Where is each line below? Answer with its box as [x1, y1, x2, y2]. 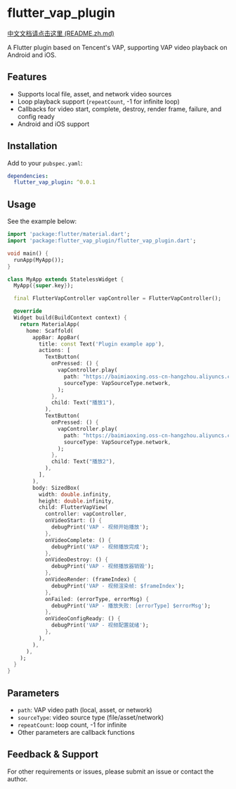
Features [7, 71, 47, 83]
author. [7, 774, 28, 783]
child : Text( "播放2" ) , [51, 458, 116, 465]
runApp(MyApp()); [13, 256, 65, 263]
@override [13, 308, 42, 315]
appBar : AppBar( [32, 334, 80, 341]
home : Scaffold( [25, 327, 74, 334]
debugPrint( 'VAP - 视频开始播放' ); [51, 524, 149, 531]
